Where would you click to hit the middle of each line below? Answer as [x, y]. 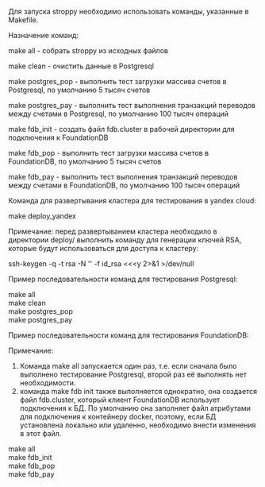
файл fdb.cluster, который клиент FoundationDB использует [120, 400]
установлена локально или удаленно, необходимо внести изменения [138, 425]
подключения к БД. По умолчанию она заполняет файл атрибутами [135, 408]
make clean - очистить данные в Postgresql [81, 66]
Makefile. [23, 20]
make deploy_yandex [42, 216]
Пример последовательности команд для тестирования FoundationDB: [129, 335]
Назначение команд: [44, 35]
